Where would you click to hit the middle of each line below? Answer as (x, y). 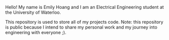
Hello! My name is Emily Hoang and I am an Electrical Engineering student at (84, 7)
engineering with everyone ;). (36, 32)
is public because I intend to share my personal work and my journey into (81, 27)
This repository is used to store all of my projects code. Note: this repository (84, 22)
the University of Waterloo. (33, 12)
